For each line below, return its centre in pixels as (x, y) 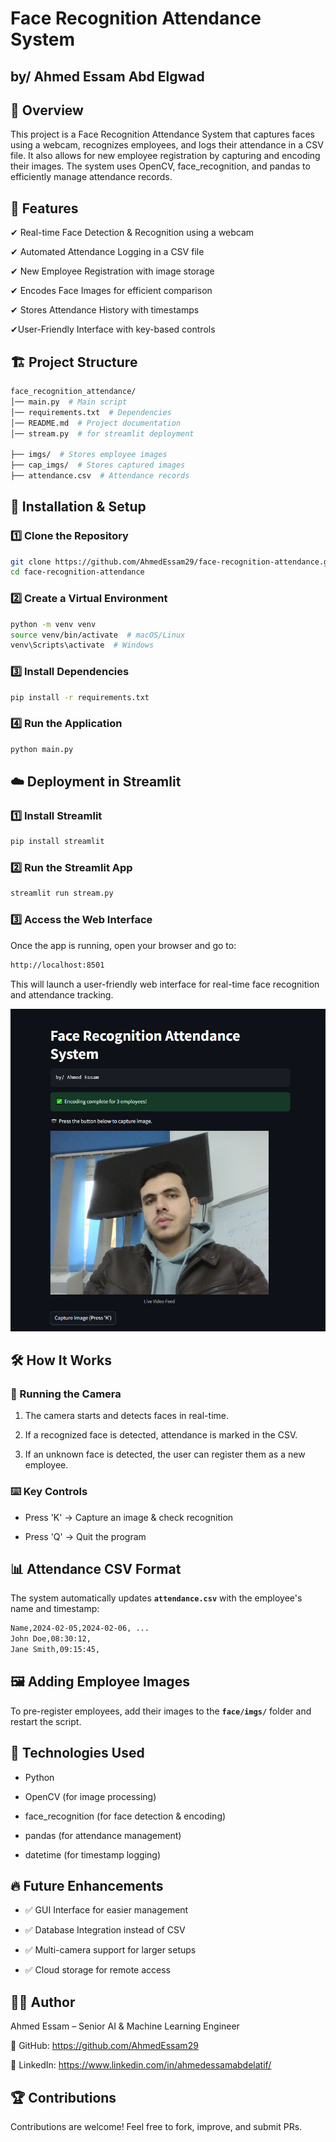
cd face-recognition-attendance (77, 572)
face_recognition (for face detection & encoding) (125, 1816)
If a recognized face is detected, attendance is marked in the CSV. (161, 1435)
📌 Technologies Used (77, 1753)
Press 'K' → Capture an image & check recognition (129, 1517)
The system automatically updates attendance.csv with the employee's (156, 1598)
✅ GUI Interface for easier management (106, 1910)
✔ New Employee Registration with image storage (112, 271)
